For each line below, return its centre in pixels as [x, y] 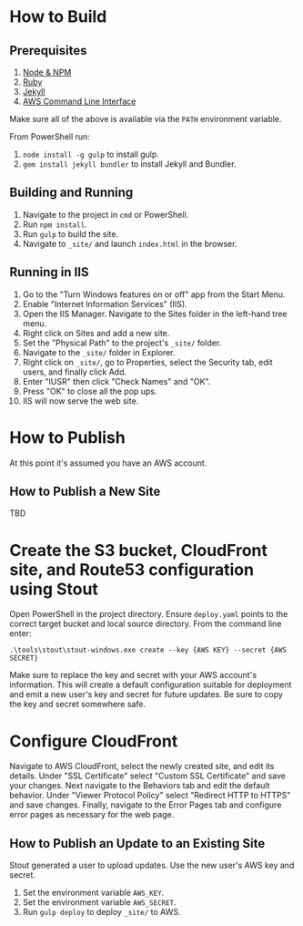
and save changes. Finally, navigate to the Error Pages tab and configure [146, 805]
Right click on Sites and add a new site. [96, 333]
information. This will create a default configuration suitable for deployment [151, 684]
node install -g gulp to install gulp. [91, 154]
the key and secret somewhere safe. [78, 705]
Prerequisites [48, 51]
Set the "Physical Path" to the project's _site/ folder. [122, 343]
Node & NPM [47, 72]
